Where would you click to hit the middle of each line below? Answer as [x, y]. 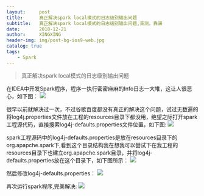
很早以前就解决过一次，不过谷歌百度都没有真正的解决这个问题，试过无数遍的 [102, 109]
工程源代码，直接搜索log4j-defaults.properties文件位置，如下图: [86, 124]
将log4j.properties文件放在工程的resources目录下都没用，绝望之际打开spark [102, 117]
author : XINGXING [34, 35]
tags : [13, 52]
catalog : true [24, 46]
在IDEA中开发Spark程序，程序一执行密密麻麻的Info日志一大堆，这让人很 [97, 89]
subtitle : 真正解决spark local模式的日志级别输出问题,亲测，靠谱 [84, 23]
